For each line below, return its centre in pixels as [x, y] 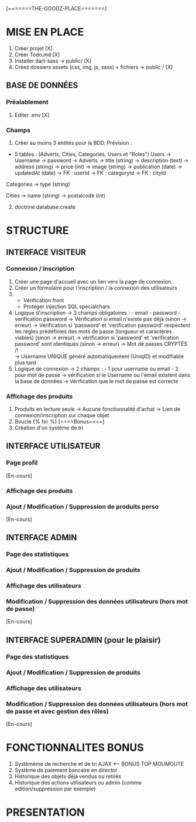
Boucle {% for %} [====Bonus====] [59, 422]
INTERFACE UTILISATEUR [53, 446]
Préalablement [27, 102]
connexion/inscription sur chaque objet [62, 415]
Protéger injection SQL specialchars [66, 306]
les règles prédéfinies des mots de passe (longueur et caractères [93, 331]
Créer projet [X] [33, 48]
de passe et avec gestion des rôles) [58, 711]
